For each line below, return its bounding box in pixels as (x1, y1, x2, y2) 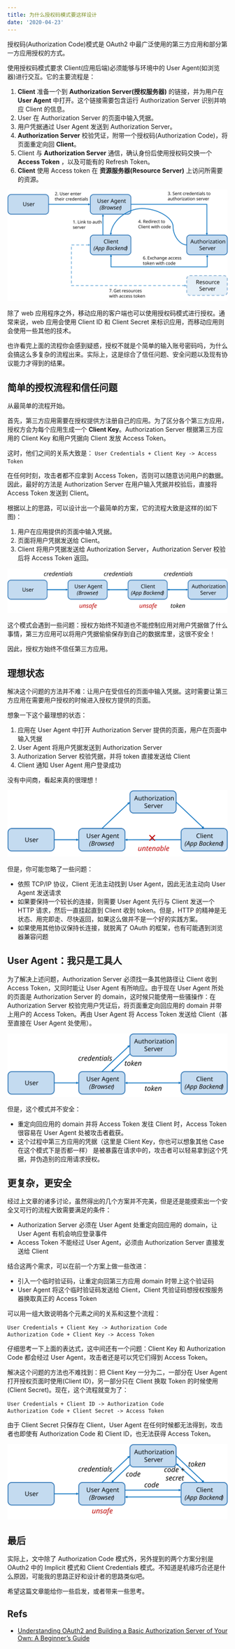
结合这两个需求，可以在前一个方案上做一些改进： (7, 1262, 148, 1271)
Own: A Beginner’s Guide (17, 1634, 90, 1643)
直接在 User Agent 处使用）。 (13, 1019, 96, 1027)
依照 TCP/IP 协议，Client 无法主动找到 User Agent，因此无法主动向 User (17, 880, 226, 888)
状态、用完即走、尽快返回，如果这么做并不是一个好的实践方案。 (17, 915, 201, 923)
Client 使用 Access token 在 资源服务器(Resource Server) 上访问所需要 (17, 166, 223, 175)
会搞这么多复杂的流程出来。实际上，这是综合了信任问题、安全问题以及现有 (7, 350, 222, 359)
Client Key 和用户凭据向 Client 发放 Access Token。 (20, 434, 170, 442)
